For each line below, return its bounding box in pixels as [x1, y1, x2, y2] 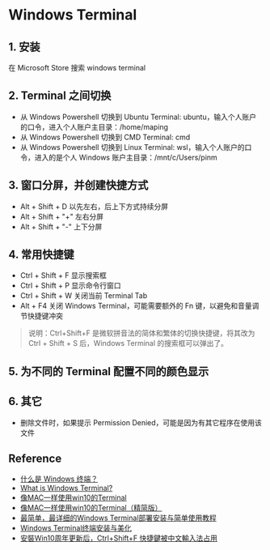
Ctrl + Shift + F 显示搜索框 [19, 271, 107, 280]
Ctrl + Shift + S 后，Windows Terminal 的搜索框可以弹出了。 [27, 339, 229, 348]
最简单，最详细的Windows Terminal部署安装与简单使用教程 [19, 513, 217, 523]
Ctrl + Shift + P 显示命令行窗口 [19, 281, 121, 291]
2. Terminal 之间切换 [8, 89, 112, 103]
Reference [8, 452, 62, 466]
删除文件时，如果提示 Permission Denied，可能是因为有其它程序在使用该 [19, 417, 263, 427]
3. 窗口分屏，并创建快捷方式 [8, 178, 149, 192]
